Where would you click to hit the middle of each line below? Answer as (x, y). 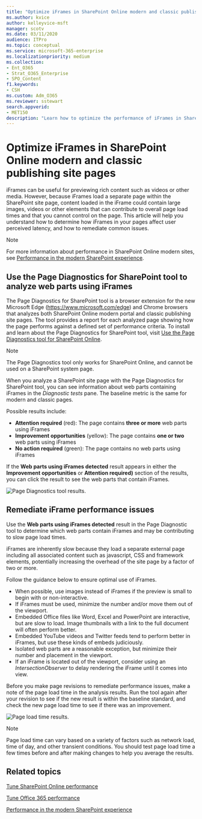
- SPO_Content (24, 79)
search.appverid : (28, 107)
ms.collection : (25, 62)
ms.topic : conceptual (33, 46)
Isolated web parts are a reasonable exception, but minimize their (96, 649)
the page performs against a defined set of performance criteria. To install (98, 326)
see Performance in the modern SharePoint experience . (75, 258)
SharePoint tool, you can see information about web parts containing (91, 387)
